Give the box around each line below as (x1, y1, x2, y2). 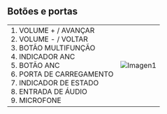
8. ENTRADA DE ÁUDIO (10, 87, 87, 97)
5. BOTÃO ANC (10, 60, 60, 70)
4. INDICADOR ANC (10, 52, 75, 62)
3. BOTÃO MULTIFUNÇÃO (10, 43, 96, 52)
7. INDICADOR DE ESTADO (10, 78, 99, 87)
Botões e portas (7, 6, 78, 17)
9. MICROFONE (10, 95, 61, 105)
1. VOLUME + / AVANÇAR (10, 25, 95, 35)
